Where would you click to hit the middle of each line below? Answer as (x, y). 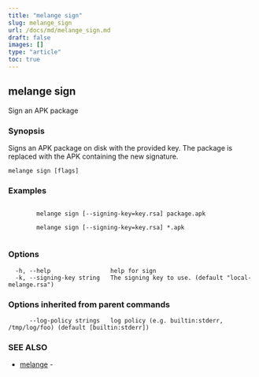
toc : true (24, 60)
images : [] (26, 45)
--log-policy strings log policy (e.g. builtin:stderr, (126, 320)
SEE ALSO (28, 347)
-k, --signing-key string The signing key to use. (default (119, 278)
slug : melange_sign (40, 23)
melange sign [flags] (44, 170)
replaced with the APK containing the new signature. (93, 156)
